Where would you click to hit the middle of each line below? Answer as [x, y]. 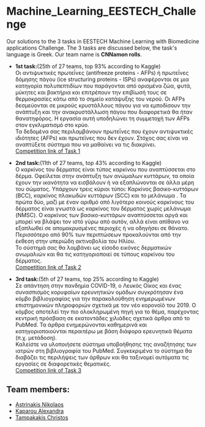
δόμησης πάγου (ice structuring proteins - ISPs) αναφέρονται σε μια [102, 79]
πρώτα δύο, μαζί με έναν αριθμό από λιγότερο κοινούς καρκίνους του [105, 202]
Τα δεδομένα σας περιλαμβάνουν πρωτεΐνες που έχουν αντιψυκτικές [104, 131]
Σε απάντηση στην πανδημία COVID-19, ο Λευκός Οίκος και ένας [98, 285]
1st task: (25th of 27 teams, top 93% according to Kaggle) [88, 66]
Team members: [38, 390]
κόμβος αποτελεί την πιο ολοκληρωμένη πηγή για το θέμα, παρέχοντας [107, 312]
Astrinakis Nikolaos [39, 404]
